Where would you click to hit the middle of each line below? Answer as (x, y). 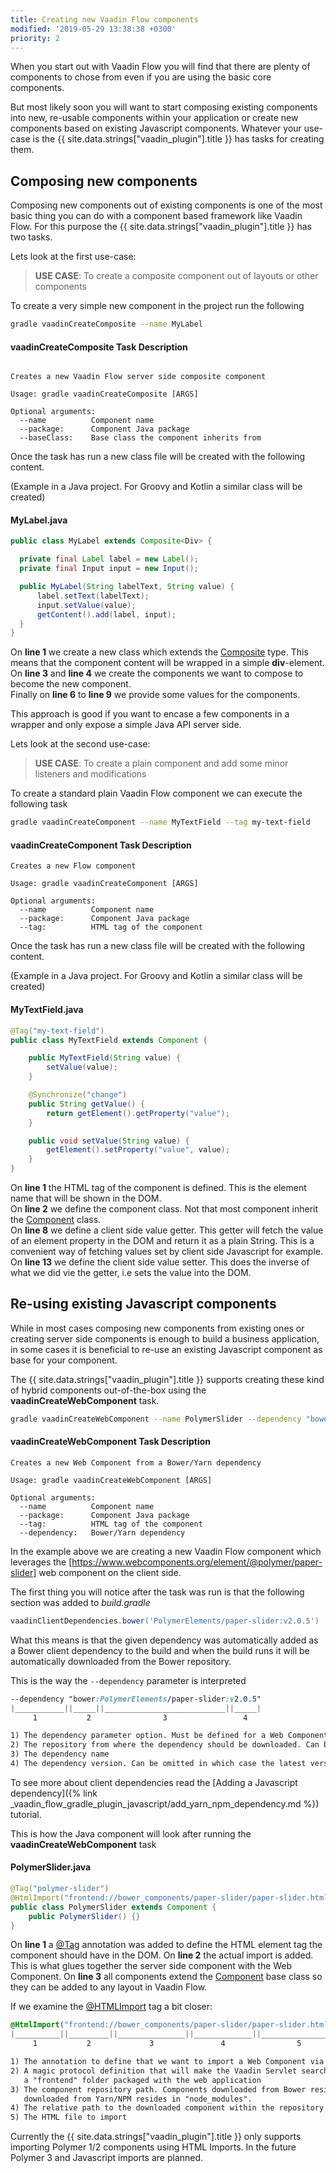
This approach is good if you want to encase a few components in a (150, 714)
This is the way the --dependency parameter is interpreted (128, 1680)
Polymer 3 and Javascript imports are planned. (107, 2158)
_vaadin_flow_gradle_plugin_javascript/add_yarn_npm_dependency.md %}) (165, 1803)
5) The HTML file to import (69, 2117)
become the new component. (71, 684)
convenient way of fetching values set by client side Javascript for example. (167, 1251)
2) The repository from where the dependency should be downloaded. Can (165, 1745)
